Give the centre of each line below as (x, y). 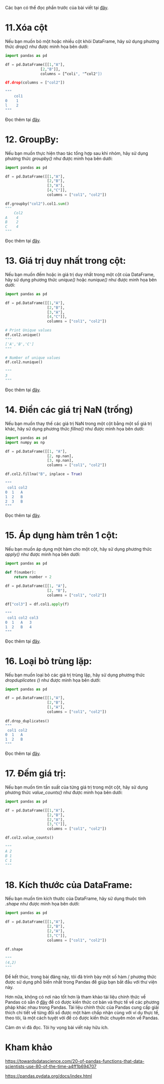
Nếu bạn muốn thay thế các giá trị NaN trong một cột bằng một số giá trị (79, 424)
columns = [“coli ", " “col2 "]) (71, 74)
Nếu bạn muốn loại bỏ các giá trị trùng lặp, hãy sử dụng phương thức (75, 675)
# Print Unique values (28, 330)
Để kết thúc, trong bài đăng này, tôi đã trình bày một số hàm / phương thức (81, 977)
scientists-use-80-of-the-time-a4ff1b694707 (51, 1067)
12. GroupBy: (32, 139)
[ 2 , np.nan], (60, 456)
